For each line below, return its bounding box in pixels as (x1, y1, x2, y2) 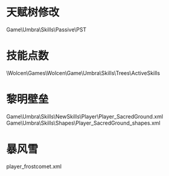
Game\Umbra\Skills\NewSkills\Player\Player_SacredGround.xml (6, 112, 164, 120)
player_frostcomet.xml (6, 163, 62, 170)
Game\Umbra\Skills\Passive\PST (6, 25, 87, 33)
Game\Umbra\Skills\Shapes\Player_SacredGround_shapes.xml (6, 119, 161, 126)
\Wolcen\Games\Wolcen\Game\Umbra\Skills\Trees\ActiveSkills (6, 69, 161, 76)
